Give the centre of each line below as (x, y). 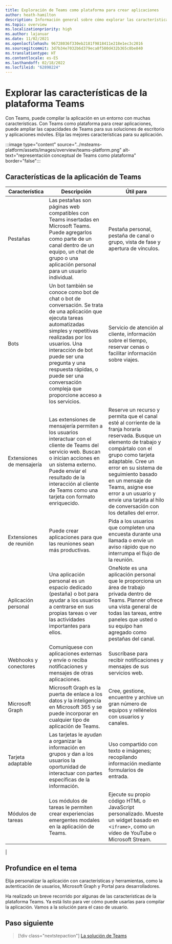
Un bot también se (71, 286)
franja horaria (124, 429)
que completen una (132, 527)
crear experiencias (71, 813)
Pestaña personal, (130, 229)
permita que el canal (133, 416)
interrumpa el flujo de (134, 553)
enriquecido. (64, 503)
